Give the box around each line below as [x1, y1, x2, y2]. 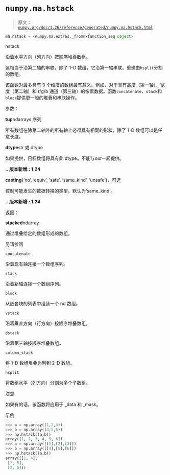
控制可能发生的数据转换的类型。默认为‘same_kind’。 [5, 187, 115, 194]
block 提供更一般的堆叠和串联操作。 [5, 94, 80, 101]
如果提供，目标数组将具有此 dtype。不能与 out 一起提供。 [5, 155, 124, 161]
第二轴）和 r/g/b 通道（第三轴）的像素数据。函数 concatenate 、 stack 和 [14, 88, 162, 94]
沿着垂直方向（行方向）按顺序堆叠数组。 [5, 320, 90, 326]
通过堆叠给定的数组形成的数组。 [5, 230, 72, 236]
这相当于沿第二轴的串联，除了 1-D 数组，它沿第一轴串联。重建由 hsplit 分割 [5, 64, 163, 70]
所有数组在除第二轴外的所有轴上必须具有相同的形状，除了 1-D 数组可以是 [5, 127, 158, 133]
